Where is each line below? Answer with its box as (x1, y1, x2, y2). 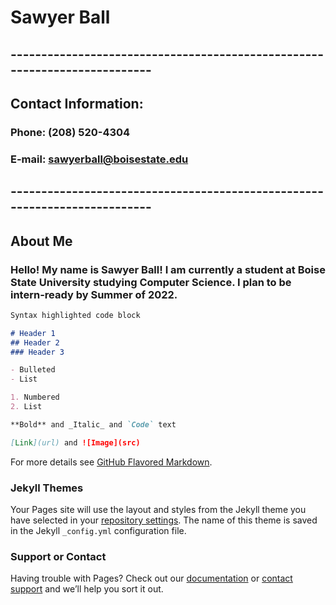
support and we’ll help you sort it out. (10, 583, 164, 595)
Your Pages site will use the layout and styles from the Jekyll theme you (10, 503, 307, 515)
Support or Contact (10, 549, 107, 563)
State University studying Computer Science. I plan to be (10, 275, 292, 289)
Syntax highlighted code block (10, 310, 141, 320)
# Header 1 (10, 328, 56, 338)
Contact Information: (10, 95, 144, 112)
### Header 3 (10, 347, 65, 357)
